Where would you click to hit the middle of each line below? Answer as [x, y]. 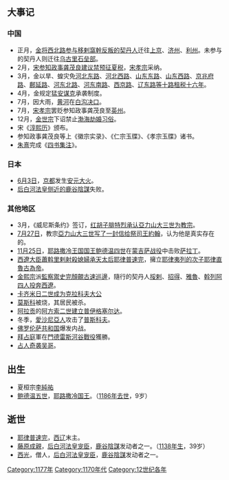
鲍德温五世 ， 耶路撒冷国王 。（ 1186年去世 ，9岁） [84, 396]
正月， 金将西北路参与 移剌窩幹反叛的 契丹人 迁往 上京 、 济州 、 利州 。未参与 [119, 50]
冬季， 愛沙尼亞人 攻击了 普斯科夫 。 [65, 320]
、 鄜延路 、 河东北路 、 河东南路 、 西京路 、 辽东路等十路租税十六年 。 [117, 84]
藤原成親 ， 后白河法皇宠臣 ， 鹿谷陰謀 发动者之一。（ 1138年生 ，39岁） [113, 446]
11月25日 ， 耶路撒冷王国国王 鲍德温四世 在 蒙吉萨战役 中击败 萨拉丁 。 [111, 251]
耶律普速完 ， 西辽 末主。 [50, 437]
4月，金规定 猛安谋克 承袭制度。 [61, 93]
